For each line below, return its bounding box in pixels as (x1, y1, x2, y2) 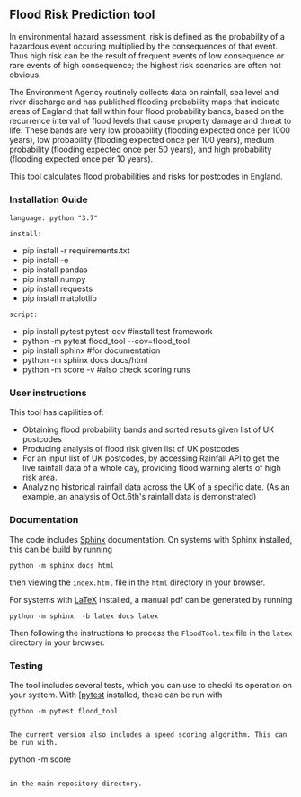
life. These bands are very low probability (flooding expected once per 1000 (9, 125, 290, 136)
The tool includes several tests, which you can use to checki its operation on (9, 680, 293, 690)
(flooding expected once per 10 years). (9, 153, 154, 164)
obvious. (9, 69, 42, 80)
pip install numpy (22, 274, 86, 285)
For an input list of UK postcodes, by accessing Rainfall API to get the (22, 453, 279, 464)
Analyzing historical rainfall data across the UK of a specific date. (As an (22, 482, 290, 492)
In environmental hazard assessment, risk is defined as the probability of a (9, 31, 286, 41)
